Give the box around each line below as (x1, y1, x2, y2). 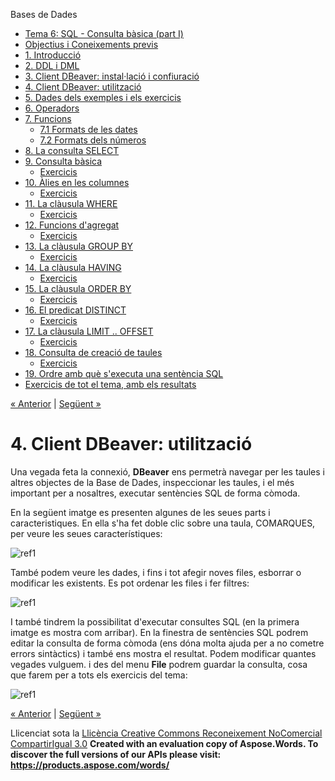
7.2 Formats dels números (39, 134, 147, 146)
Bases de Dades (10, 9, 78, 20)
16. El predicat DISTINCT (24, 304, 127, 316)
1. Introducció (24, 49, 82, 61)
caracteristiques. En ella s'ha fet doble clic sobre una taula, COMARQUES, (10, 517, 316, 529)
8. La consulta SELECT (24, 145, 120, 156)
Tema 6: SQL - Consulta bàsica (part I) (24, 28, 184, 39)
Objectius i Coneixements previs (24, 39, 159, 50)
